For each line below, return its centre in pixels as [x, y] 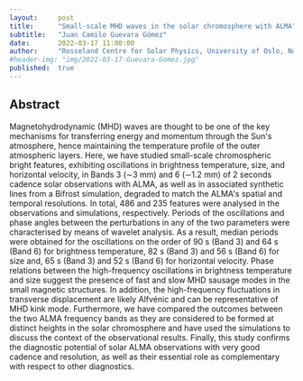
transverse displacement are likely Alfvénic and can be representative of [144, 299]
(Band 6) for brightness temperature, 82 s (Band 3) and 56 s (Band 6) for [144, 251]
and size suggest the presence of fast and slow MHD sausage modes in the [150, 280]
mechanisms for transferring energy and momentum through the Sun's [141, 135]
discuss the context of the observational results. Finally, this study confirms [150, 337]
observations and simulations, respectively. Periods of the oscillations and [147, 212]
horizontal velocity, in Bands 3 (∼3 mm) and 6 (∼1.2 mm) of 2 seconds [141, 174]
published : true [42, 69]
